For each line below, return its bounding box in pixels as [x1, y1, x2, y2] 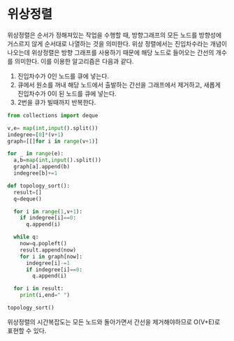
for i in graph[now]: [20, 253, 82, 260]
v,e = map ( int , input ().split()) [7, 124, 98, 131]
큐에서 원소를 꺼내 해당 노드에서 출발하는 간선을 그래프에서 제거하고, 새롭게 [17, 80, 221, 89]
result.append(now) [20, 246, 77, 254]
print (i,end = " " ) [20, 291, 71, 299]
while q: [13, 233, 39, 241]
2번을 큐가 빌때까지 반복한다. [17, 98, 96, 106]
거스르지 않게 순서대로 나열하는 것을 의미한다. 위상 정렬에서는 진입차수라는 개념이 [7, 39, 228, 48]
